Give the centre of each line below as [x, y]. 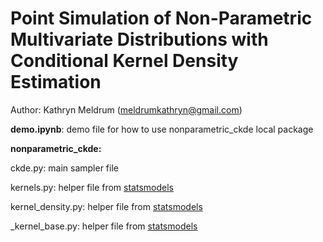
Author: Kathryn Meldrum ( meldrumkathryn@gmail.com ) [126, 109]
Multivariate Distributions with [139, 39]
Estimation [56, 82]
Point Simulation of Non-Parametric [161, 18]
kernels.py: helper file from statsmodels [92, 187]
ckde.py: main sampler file [64, 168]
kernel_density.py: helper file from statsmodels [106, 206]
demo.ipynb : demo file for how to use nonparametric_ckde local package [162, 129]
